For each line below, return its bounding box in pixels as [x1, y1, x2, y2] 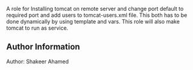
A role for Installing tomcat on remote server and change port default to [6, 5, 184, 12]
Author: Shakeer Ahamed [6, 57, 69, 65]
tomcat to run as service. [6, 24, 68, 31]
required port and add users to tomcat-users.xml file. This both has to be [6, 11, 188, 19]
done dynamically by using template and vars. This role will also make [6, 18, 180, 25]
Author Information [6, 42, 80, 52]
